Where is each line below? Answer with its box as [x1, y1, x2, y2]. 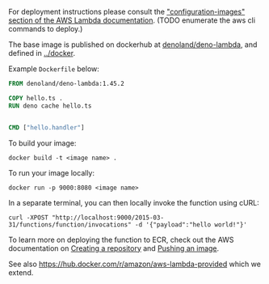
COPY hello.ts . [8, 94, 63, 102]
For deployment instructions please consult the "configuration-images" [8, 7, 246, 16]
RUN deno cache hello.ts [8, 101, 92, 110]
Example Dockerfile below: [8, 64, 99, 74]
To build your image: [8, 138, 77, 148]
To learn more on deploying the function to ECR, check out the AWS [8, 235, 234, 244]
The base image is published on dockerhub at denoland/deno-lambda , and [8, 40, 258, 49]
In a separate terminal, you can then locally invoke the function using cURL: [8, 197, 260, 207]
